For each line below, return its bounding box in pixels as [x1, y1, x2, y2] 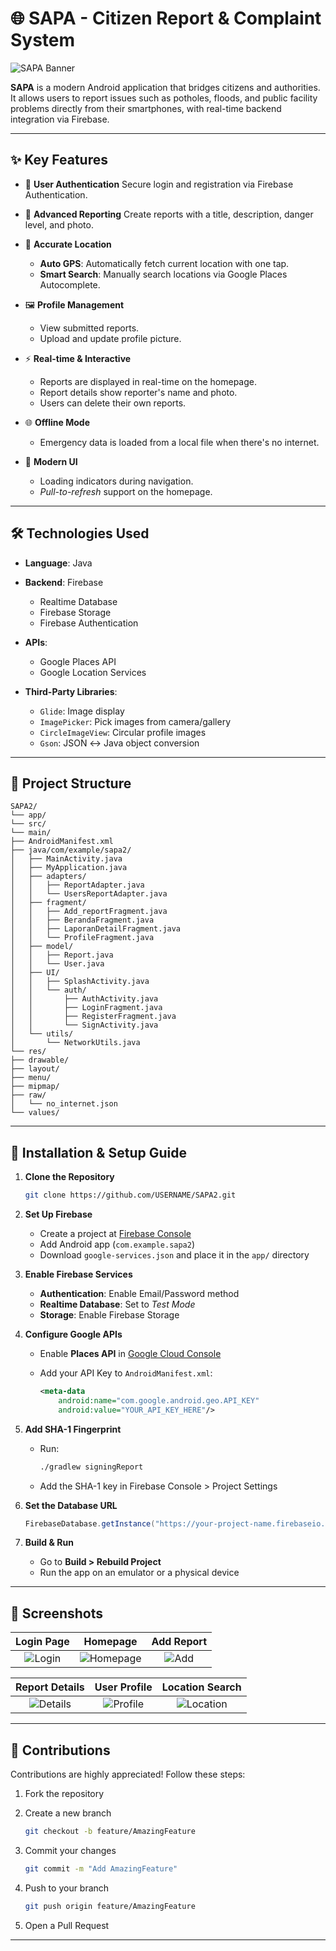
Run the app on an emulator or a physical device [39, 1567, 240, 1579]
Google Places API [39, 655, 117, 667]
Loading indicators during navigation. [39, 475, 194, 487]
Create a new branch [24, 1807, 112, 1819]
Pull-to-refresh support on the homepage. [39, 485, 213, 497]
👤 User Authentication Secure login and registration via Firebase [24, 178, 294, 190]
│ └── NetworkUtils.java [10, 1038, 141, 1048]
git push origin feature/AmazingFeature [24, 1901, 196, 1911]
